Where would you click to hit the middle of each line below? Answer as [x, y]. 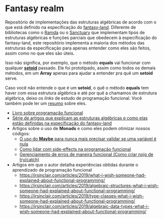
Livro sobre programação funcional [48, 112]
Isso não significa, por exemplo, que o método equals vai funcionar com [78, 63]
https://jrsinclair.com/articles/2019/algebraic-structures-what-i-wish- [89, 185]
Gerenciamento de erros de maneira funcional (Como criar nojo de [86, 154]
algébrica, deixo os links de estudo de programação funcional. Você [74, 98]
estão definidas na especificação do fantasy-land [62, 123]
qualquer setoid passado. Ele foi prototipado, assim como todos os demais [81, 68]
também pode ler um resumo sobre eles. [46, 103]
